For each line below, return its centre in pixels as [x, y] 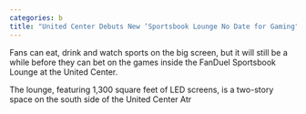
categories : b [36, 18]
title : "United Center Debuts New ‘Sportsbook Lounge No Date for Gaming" [154, 26]
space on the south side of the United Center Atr [101, 99]
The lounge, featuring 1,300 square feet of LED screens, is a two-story [142, 89]
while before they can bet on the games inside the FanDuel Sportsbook [143, 62]
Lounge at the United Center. [64, 72]
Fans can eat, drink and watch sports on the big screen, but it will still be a [149, 52]
